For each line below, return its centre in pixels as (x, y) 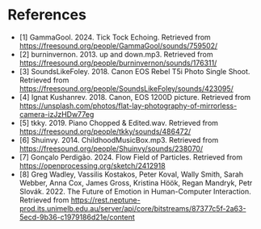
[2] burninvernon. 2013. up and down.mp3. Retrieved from (116, 54)
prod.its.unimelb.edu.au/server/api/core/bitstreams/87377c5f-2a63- (133, 208)
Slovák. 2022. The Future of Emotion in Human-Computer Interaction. (135, 191)
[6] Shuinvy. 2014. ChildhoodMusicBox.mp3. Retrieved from (119, 139)
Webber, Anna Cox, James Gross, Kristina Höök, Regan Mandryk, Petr (136, 182)
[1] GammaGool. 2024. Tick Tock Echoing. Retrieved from (115, 37)
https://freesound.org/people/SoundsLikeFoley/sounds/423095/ (126, 88)
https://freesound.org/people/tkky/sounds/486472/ (105, 131)
